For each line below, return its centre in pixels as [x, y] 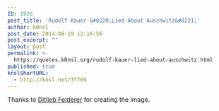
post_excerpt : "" [33, 40]
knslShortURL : [28, 73]
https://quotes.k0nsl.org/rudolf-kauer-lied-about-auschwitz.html [113, 60]
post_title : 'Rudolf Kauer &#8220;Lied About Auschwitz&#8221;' [104, 21]
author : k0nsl [28, 27]
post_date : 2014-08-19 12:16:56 [55, 34]
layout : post [26, 47]
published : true [31, 66]
